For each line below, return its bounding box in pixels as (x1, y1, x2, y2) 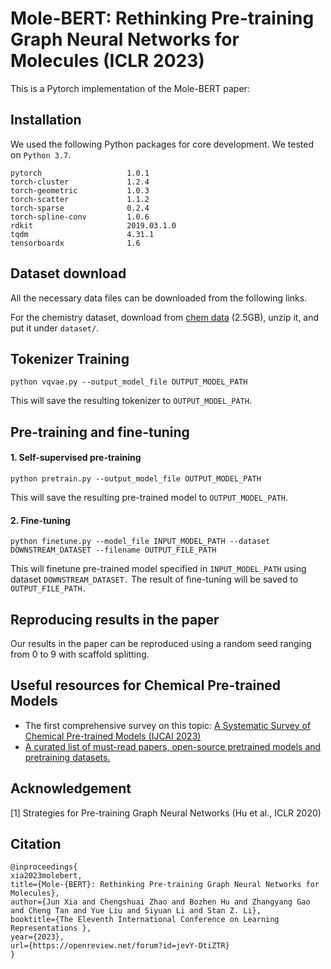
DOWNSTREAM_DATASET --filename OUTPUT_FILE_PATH (10, 545, 217, 556)
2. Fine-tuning (10, 514, 71, 526)
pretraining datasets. (24, 751, 111, 763)
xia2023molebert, (10, 871, 83, 881)
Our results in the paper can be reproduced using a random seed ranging (10, 637, 312, 649)
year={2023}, (10, 932, 65, 942)
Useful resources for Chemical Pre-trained (10, 677, 281, 694)
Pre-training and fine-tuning (10, 423, 190, 441)
